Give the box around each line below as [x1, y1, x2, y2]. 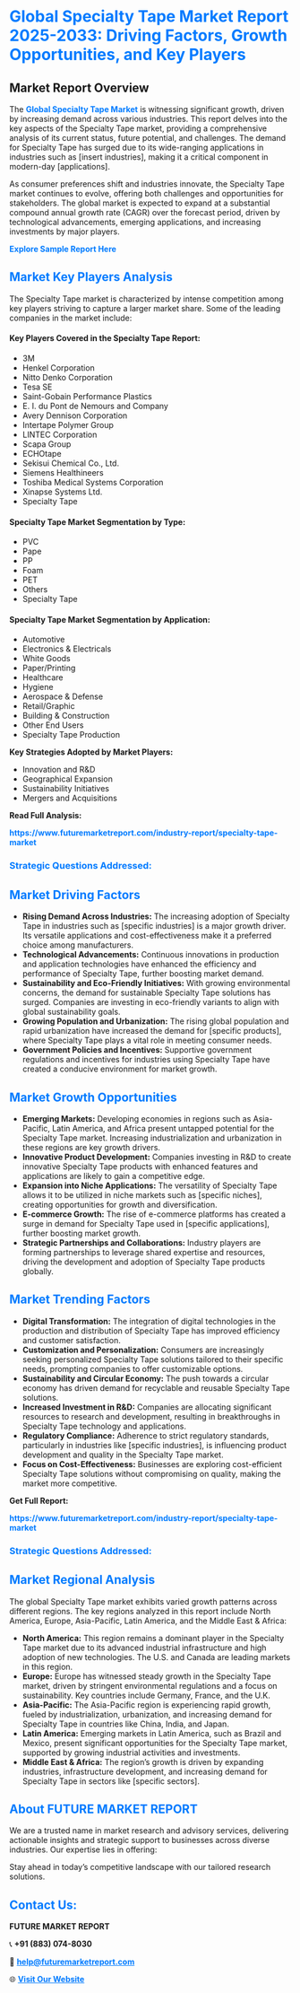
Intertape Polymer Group [21, 420, 115, 431]
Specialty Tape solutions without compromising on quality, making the [21, 1468, 281, 1479]
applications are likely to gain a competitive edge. [21, 1170, 206, 1181]
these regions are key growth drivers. [21, 1141, 161, 1152]
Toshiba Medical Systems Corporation [21, 477, 164, 488]
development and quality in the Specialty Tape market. [21, 1449, 224, 1460]
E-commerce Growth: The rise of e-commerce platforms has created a [21, 1209, 287, 1219]
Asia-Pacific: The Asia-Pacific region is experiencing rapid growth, [21, 1699, 271, 1710]
